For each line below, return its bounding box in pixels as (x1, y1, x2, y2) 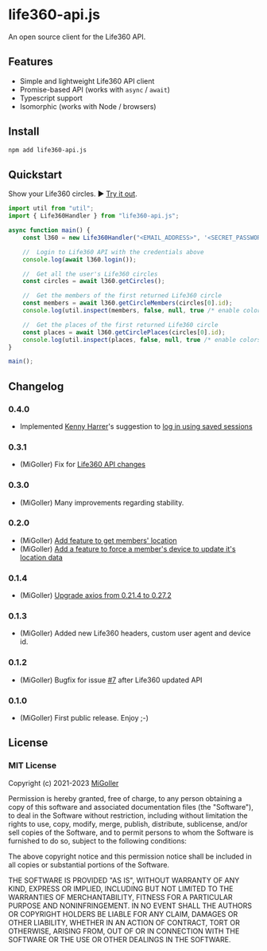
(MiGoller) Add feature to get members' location (19, 536, 177, 545)
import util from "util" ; (8, 205, 94, 213)
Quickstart (8, 167, 63, 181)
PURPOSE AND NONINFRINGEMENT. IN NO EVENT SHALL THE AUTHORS (8, 901, 253, 910)
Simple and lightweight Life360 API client (19, 76, 155, 85)
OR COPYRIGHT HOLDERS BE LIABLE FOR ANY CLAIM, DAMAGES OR (8, 909, 238, 918)
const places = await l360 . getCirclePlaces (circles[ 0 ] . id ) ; (22, 328, 226, 336)
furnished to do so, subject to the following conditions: (8, 835, 187, 846)
